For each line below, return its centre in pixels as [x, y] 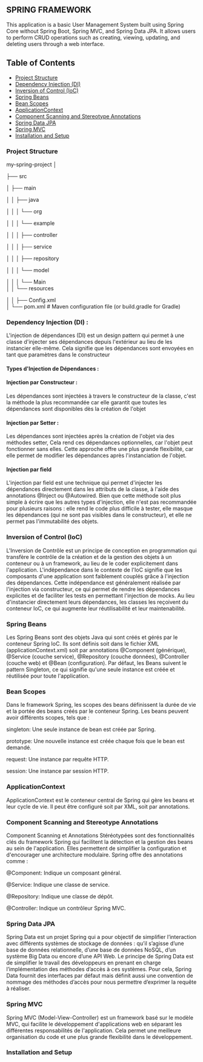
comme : [17, 861]
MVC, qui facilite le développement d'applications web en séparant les [94, 1024]
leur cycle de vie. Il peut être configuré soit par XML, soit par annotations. [98, 806]
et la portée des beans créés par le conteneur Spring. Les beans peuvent [98, 711]
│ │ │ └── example [31, 223]
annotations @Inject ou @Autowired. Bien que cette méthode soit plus [94, 496]
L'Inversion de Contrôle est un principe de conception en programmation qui [101, 550]
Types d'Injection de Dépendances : [53, 369]
